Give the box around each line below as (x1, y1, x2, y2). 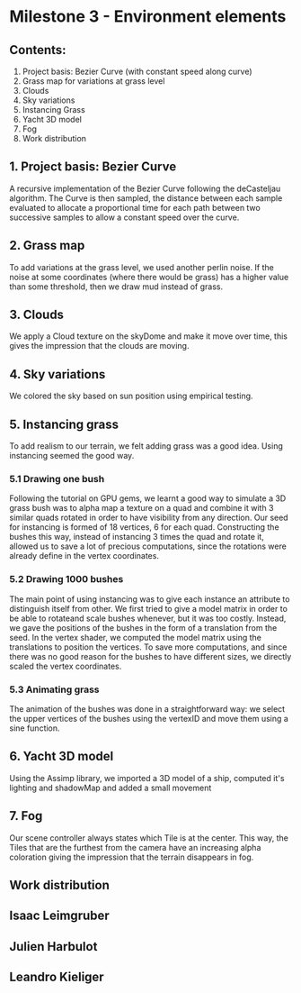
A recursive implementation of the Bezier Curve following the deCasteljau (9, 183, 281, 194)
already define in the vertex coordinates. (9, 551, 160, 561)
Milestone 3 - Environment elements (9, 6, 287, 27)
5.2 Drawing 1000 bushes (9, 573, 124, 586)
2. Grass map (9, 238, 85, 253)
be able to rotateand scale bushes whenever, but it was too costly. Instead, (9, 613, 287, 624)
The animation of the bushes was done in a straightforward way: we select (9, 703, 286, 714)
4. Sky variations (9, 367, 106, 382)
